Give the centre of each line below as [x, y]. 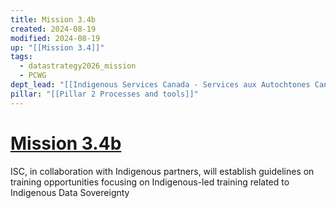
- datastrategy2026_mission [78, 66]
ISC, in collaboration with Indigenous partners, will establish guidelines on [162, 171]
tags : [21, 57]
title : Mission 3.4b [53, 19]
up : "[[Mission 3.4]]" [57, 47]
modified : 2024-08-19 [55, 38]
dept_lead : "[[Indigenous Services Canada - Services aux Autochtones [160, 85]
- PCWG [33, 76]
